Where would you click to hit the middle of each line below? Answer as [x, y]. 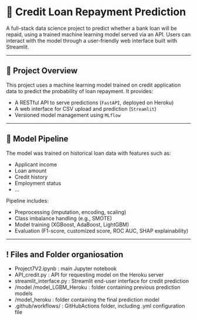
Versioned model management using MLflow [68, 115]
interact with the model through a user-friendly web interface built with [92, 40]
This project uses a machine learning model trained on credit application [94, 85]
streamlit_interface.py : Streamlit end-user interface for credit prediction [102, 281]
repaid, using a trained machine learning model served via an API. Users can [98, 34]
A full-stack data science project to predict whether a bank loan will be [91, 28]
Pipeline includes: [27, 200]
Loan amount [30, 171]
